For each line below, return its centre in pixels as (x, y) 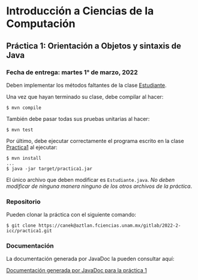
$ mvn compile (24, 108)
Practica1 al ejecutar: (32, 147)
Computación (41, 24)
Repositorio (23, 202)
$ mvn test (20, 130)
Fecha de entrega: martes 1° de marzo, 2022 (72, 72)
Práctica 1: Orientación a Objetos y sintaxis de (94, 46)
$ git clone (21, 226)
